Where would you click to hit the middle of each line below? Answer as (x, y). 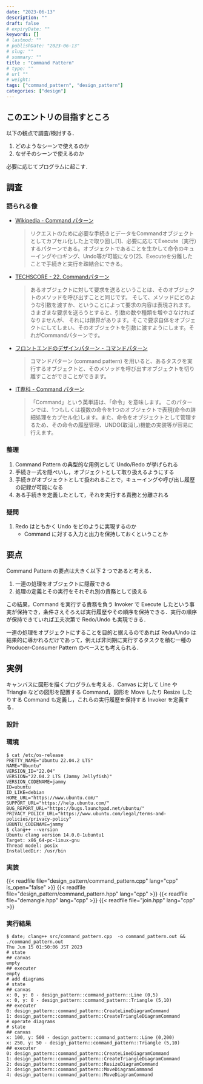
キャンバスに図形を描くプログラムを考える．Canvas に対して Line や (92, 684)
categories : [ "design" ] (36, 91)
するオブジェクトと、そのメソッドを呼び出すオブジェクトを (110, 369)
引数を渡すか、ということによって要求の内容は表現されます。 (117, 305)
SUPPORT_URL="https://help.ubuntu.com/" (58, 803)
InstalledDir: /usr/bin (36, 851)
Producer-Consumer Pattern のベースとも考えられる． (74, 647)
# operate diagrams (31, 1022)
